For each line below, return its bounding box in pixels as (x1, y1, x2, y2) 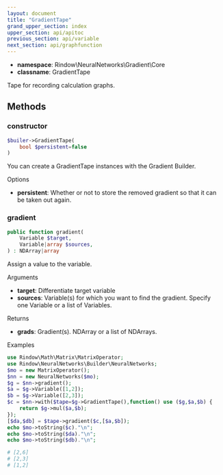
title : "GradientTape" (7, 16, 72, 23)
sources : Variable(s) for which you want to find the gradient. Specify (16, 294, 211, 302)
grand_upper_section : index (7, 23, 88, 29)
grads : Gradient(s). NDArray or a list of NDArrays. (16, 328, 157, 336)
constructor (7, 121, 48, 131)
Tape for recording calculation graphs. (7, 81, 115, 89)
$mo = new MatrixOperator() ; (7, 367, 90, 374)
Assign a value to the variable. (7, 260, 92, 268)
